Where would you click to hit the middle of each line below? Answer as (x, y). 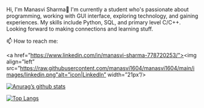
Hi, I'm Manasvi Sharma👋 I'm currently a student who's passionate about (97, 9)
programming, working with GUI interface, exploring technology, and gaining (102, 16)
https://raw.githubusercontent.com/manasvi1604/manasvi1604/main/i (107, 68)
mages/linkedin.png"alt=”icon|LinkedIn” (56, 74)
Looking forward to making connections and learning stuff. (80, 29)
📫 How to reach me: (32, 41)
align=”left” (20, 62)
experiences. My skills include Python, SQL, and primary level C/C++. (94, 22)
